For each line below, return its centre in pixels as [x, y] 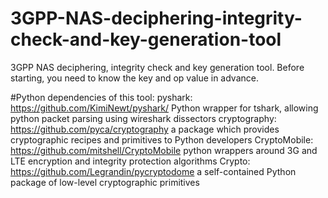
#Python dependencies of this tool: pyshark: [101, 97]
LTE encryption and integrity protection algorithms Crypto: [130, 161]
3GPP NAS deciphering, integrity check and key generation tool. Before [157, 67]
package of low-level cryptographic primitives [105, 182]
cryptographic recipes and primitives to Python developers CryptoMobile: [162, 139]
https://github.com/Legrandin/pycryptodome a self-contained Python [153, 171]
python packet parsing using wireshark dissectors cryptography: [143, 118]
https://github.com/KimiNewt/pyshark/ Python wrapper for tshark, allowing [164, 108]
